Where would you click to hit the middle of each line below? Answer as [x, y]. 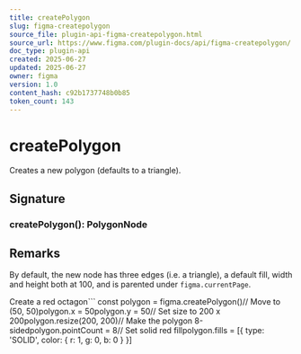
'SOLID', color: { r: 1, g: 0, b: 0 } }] [71, 340]
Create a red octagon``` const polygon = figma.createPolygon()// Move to [145, 302]
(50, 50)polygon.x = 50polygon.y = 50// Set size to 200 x [115, 312]
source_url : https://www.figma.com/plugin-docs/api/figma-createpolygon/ [150, 43]
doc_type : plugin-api [50, 51]
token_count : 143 [42, 101]
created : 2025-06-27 [48, 59]
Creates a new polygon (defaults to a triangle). [95, 171]
